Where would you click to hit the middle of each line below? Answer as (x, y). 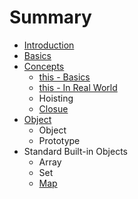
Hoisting (56, 98)
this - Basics (64, 77)
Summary (50, 17)
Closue (53, 108)
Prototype (59, 140)
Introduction (49, 45)
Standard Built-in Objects (75, 151)
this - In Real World (78, 87)
